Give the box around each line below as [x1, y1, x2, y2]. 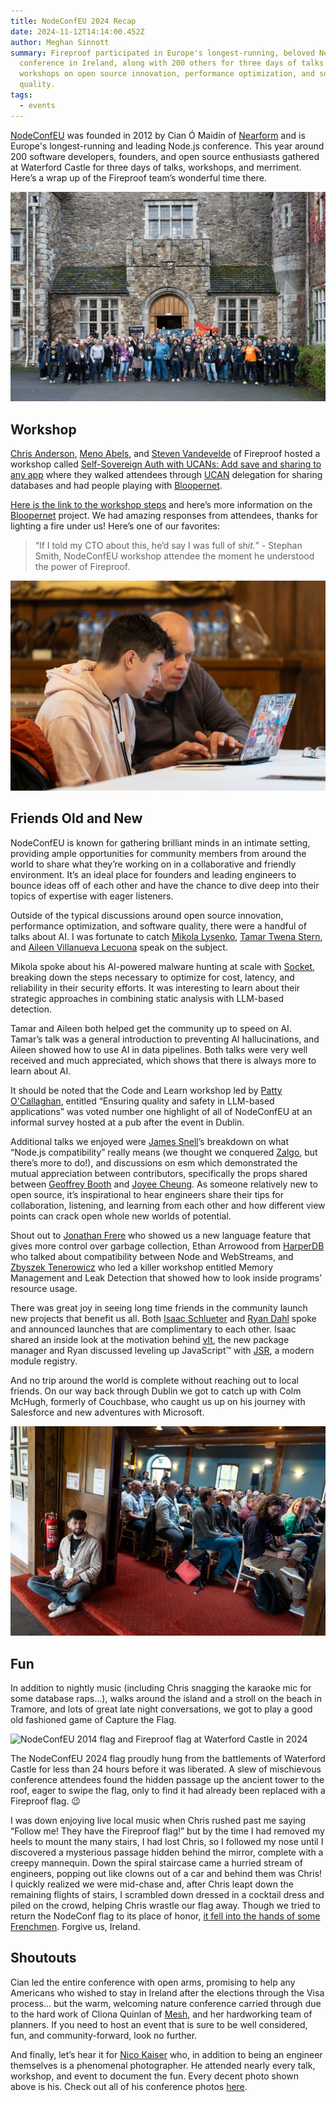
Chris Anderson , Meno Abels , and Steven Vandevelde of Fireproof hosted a [10, 448, 321, 460]
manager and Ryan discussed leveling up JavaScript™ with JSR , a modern [10, 1344, 315, 1356]
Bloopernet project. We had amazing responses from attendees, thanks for [10, 510, 318, 522]
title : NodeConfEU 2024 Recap [10, 16, 137, 26]
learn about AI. [10, 1065, 72, 1077]
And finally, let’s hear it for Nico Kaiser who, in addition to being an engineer [10, 2048, 323, 2060]
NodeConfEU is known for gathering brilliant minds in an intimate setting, [10, 836, 311, 849]
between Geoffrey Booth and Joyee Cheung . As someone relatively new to [10, 1178, 318, 1190]
